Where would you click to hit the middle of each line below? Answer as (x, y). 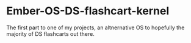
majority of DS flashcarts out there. (50, 33)
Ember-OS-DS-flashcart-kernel (88, 11)
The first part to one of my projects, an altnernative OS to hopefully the (95, 27)
